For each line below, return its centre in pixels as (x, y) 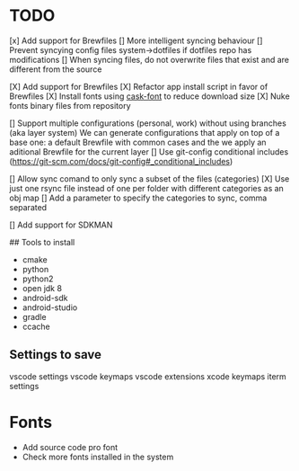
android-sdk (45, 298)
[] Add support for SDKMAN (61, 225)
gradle (34, 316)
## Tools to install (42, 242)
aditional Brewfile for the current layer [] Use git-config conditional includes (149, 151)
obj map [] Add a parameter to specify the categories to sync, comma (138, 198)
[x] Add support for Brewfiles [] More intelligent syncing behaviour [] (136, 40)
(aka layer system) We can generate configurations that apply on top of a (145, 132)
